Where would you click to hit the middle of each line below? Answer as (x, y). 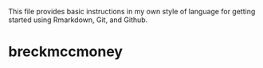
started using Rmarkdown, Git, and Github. (78, 20)
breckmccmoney (66, 52)
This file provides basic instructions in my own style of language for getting (132, 11)
